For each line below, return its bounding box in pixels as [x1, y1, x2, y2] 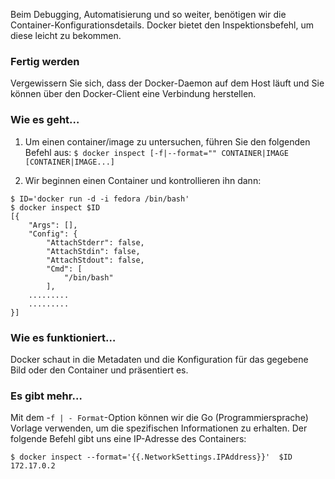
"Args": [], [28, 220, 78, 230]
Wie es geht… [10, 113, 80, 127]
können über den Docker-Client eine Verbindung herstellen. [10, 88, 257, 100]
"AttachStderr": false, [46, 237, 145, 248]
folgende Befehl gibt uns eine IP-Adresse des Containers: [10, 433, 247, 445]
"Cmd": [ [46, 264, 83, 274]
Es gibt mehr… [10, 389, 83, 403]
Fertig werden [10, 54, 80, 68]
